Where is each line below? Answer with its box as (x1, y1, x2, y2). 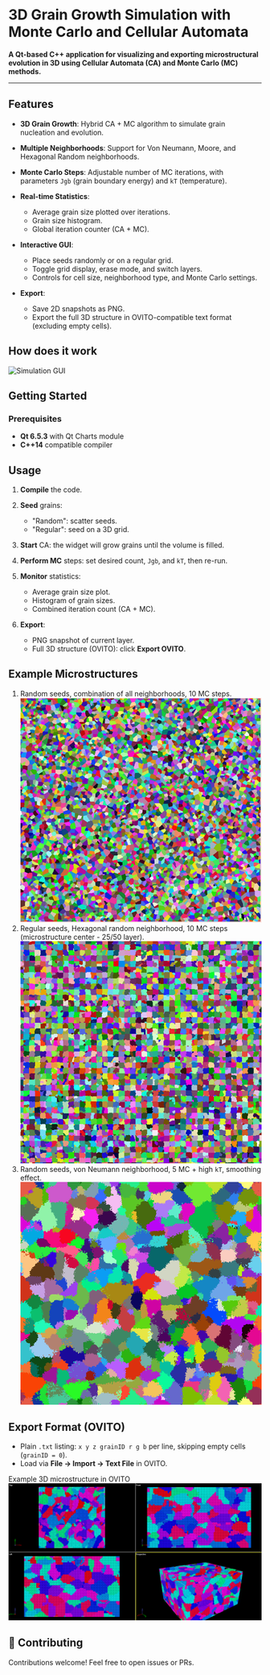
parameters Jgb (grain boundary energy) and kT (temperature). (19, 176, 227, 185)
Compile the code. (19, 485, 83, 495)
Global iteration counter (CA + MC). (31, 224, 150, 234)
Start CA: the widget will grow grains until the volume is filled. (19, 540, 225, 550)
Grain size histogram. (31, 215, 103, 225)
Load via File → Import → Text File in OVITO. (19, 1459, 168, 1469)
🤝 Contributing (8, 1636, 84, 1650)
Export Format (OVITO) (8, 1420, 126, 1434)
